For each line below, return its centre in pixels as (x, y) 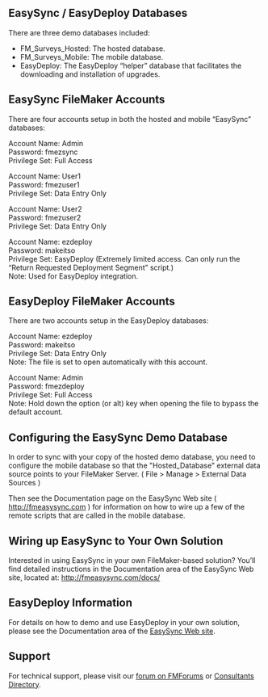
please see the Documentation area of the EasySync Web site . (112, 631)
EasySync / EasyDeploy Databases (98, 13)
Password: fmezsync (43, 152)
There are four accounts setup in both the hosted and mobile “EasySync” (130, 119)
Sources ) (25, 483)
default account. (36, 412)
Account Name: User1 (44, 176)
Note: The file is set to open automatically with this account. (108, 362)
